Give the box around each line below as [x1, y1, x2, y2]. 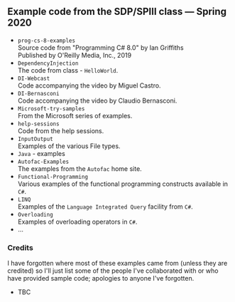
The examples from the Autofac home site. [17, 164, 142, 173]
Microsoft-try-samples [17, 105, 85, 113]
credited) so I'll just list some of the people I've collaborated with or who [7, 266, 219, 275]
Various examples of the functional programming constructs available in [17, 179, 229, 188]
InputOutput [17, 135, 53, 142]
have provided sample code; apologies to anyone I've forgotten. [7, 274, 195, 283]
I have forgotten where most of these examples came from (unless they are [7, 259, 228, 268]
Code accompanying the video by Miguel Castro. [17, 81, 161, 90]
